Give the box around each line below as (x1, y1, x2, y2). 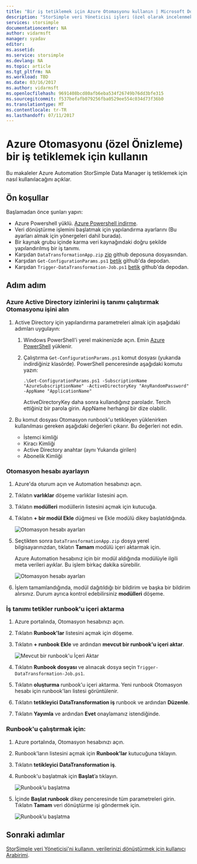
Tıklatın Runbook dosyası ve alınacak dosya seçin (14, 664, 136, 671)
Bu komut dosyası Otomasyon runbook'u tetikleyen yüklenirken (14, 416, 168, 423)
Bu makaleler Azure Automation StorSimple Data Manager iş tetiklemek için (6, 170, 188, 177)
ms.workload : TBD (6, 74, 49, 80)
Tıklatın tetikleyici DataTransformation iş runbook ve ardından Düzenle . (14, 699, 190, 706)
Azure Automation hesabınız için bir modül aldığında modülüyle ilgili (14, 554, 178, 562)
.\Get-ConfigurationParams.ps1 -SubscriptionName (23, 378, 148, 384)
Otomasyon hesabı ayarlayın (6, 467, 90, 475)
